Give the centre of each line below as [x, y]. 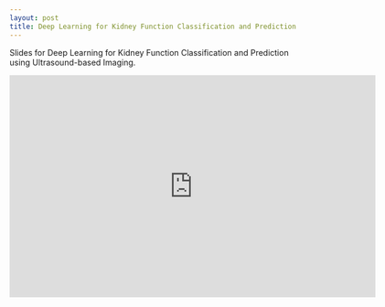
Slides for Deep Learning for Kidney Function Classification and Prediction [150, 52]
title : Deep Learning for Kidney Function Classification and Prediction [153, 26]
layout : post [34, 18]
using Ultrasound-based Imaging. [73, 62]
